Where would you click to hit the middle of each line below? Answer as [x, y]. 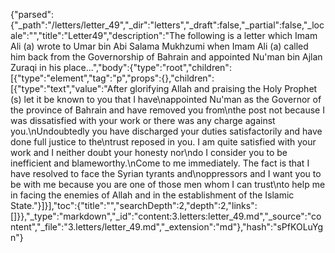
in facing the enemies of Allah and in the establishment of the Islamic [152, 195]
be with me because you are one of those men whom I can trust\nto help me [168, 184]
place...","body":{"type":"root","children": [147, 67]
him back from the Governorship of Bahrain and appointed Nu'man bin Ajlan [166, 57]
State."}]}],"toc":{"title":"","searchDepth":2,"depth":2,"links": [134, 205]
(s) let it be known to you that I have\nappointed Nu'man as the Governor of [166, 99]
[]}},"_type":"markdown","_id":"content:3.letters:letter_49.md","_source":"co [166, 216]
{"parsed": [32, 14]
